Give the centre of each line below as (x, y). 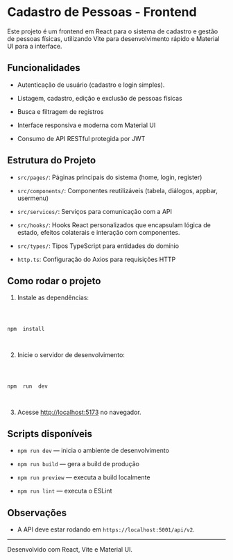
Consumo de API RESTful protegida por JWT (81, 138)
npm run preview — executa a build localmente (84, 477)
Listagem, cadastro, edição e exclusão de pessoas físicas (100, 98)
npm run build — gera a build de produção (78, 464)
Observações (37, 512)
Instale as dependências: (53, 298)
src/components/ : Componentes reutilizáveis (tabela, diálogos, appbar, (118, 190)
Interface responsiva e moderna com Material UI (86, 125)
